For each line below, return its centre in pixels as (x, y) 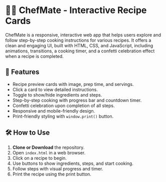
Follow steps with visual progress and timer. (58, 168)
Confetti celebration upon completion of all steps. (63, 106)
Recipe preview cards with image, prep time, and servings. (73, 84)
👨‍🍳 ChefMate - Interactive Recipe (76, 10)
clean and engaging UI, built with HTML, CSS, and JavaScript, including (79, 45)
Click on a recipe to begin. (39, 158)
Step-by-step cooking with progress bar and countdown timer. (77, 100)
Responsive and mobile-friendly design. (54, 111)
